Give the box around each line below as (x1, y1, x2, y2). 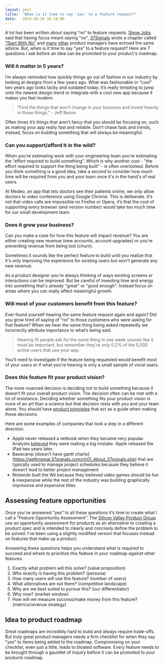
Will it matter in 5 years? (5, 63, 64, 70)
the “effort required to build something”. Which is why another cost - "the (5, 158, 153, 164)
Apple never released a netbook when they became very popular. (12, 435, 144, 441)
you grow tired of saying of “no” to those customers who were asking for (5, 317, 152, 323)
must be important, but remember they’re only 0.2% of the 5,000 (17, 342, 148, 348)
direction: (5, 426, 24, 432)
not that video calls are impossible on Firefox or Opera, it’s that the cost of (5, 199, 154, 205)
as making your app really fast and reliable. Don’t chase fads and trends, (5, 124, 151, 130)
